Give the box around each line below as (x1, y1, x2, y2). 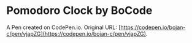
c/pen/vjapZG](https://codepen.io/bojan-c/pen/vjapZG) (6, 30, 146, 37)
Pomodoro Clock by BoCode (6, 4, 153, 18)
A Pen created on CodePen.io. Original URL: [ (6, 24, 121, 31)
